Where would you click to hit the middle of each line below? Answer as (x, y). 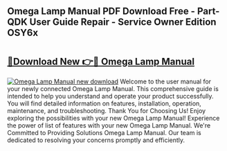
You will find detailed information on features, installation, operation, (105, 103)
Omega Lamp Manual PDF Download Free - (101, 11)
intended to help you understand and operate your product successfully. (110, 96)
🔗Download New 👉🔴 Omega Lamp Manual (101, 61)
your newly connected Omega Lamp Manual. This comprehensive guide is (113, 89)
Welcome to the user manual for (166, 81)
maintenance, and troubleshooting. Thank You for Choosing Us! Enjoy (107, 111)
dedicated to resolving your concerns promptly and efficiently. (96, 140)
